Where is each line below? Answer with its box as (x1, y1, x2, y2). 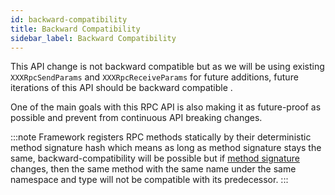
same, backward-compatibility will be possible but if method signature (10, 152, 300, 165)
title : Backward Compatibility (10, 24, 141, 34)
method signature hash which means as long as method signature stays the (10, 142, 322, 154)
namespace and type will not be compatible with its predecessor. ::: (10, 174, 289, 186)
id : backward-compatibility (10, 14, 128, 25)
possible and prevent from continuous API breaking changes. (10, 112, 263, 124)
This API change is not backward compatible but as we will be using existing (10, 61, 325, 73)
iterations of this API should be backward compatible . (10, 82, 233, 94)
